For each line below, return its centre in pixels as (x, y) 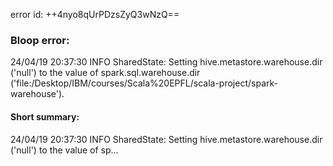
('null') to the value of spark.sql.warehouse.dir (105, 73)
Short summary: (45, 116)
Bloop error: (40, 40)
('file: (21, 83)
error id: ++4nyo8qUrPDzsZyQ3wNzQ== (95, 14)
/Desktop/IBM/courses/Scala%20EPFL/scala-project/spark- (154, 83)
